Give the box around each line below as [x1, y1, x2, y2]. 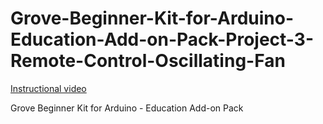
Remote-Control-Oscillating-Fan [10, 50, 286, 72]
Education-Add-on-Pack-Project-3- [10, 28, 314, 51]
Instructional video [10, 82, 87, 94]
